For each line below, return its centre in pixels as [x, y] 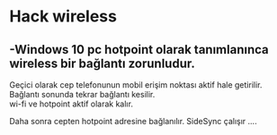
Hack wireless [63, 17]
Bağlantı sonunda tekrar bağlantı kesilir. [82, 94]
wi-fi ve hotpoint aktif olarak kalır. [71, 104]
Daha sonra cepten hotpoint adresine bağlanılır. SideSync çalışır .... [134, 121]
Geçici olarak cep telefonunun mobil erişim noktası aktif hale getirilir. [136, 85]
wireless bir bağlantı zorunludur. [102, 63]
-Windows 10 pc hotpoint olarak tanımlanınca [139, 50]
